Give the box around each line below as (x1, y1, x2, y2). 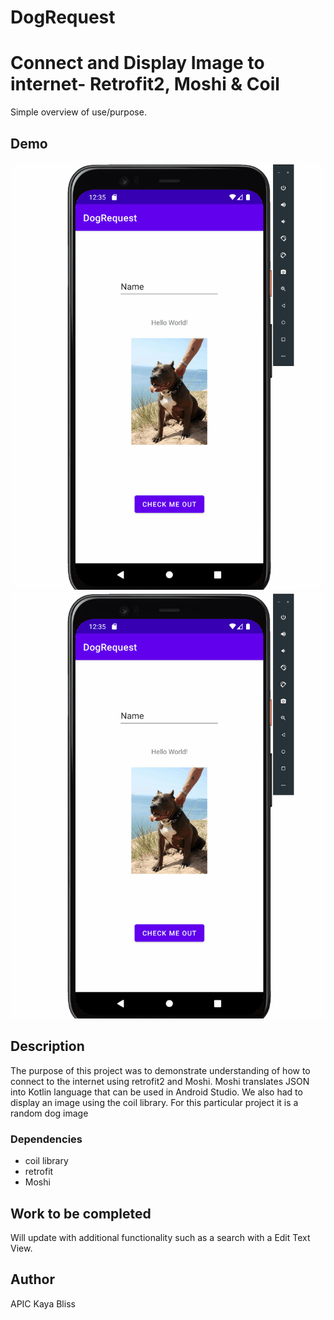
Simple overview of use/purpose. (10, 106, 147, 118)
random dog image (10, 1107, 89, 1119)
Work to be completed (10, 1205, 152, 1222)
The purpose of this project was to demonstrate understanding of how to (10, 1064, 311, 1076)
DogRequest (10, 6, 116, 29)
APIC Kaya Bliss (10, 1297, 76, 1310)
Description (10, 1038, 85, 1055)
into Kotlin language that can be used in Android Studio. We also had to (10, 1086, 303, 1098)
